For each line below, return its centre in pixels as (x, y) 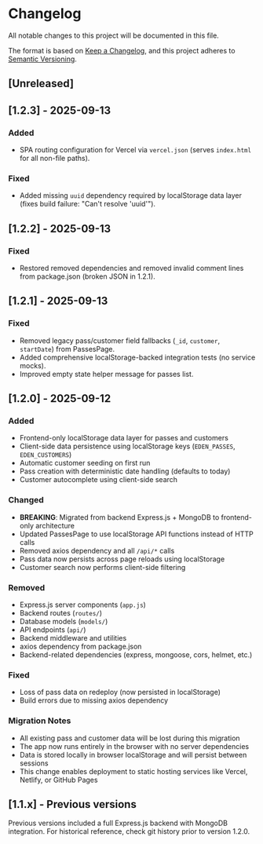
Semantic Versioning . (42, 59)
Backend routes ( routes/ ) (61, 612)
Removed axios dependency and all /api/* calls (97, 550)
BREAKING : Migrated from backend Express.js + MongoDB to (119, 517)
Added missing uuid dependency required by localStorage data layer (130, 195)
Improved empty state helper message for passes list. (106, 374)
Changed (26, 500)
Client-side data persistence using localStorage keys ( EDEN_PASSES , (127, 446)
